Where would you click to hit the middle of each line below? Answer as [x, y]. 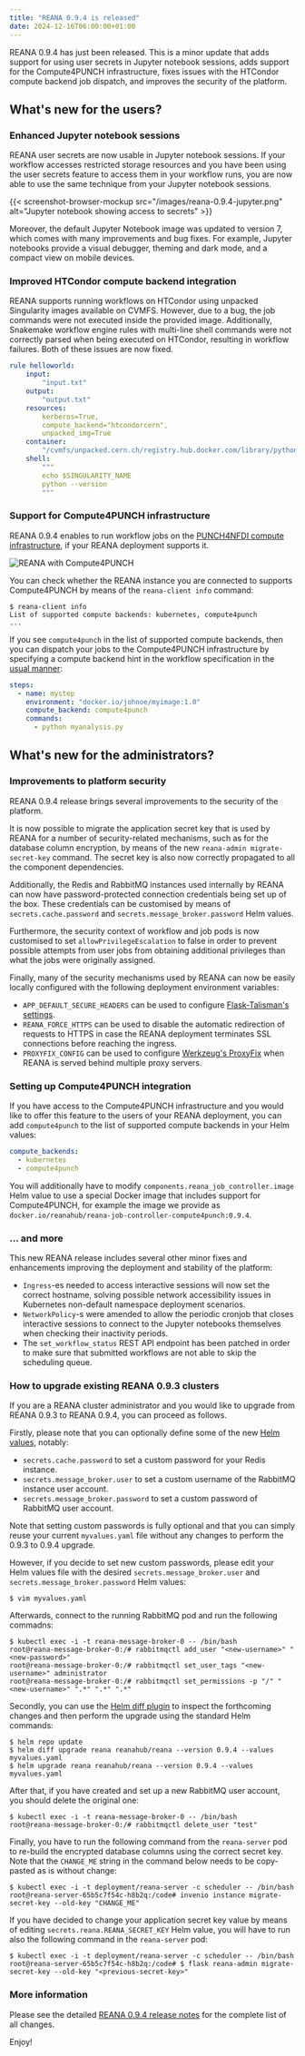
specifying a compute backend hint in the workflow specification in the [142, 658]
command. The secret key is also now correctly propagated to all [173, 857]
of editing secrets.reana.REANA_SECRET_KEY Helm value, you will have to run [150, 1930]
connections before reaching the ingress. [99, 1043]
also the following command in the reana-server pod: [109, 1940]
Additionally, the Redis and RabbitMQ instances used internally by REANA [147, 884]
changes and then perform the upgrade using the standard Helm [130, 1716]
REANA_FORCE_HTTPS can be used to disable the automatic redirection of [154, 1024]
